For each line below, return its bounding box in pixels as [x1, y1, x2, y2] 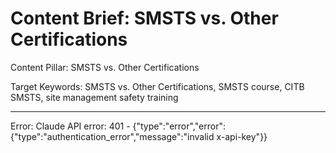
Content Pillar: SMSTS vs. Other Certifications [10, 61, 200, 73]
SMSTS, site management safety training [10, 91, 179, 103]
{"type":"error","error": [132, 120, 226, 132]
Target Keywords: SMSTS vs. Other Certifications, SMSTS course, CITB [10, 80, 305, 92]
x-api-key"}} [216, 130, 268, 142]
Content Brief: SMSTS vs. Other [10, 7, 279, 30]
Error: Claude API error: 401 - [10, 120, 131, 132]
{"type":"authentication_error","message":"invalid [10, 130, 215, 142]
